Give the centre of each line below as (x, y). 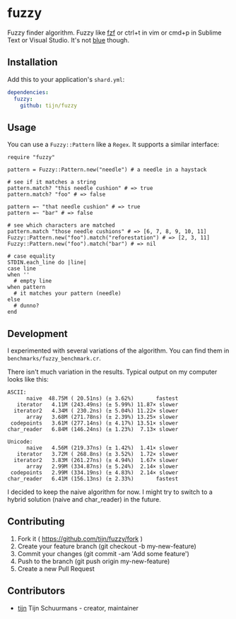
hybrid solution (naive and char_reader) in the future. (84, 499)
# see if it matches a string (52, 182)
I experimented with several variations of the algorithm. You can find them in (118, 350)
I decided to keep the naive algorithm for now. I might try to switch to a (110, 492)
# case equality (31, 257)
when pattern (26, 288)
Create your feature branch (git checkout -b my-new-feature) (107, 546)
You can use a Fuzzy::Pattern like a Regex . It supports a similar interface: (113, 145)
